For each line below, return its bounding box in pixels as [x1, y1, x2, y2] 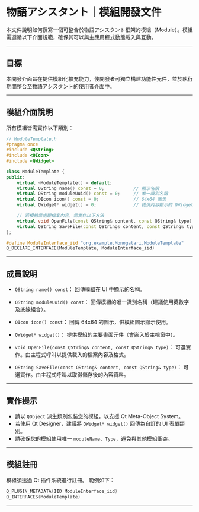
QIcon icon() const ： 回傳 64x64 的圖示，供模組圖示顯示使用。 [14, 318, 172, 325]
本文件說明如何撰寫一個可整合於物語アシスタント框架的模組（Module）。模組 [6, 26, 193, 33]
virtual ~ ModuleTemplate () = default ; [17, 179, 113, 186]
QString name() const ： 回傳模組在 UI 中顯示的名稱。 [14, 286, 145, 293]
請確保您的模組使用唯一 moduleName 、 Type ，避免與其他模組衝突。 [14, 435, 173, 442]
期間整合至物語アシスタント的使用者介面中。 [6, 83, 115, 90]
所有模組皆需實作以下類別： [6, 124, 74, 131]
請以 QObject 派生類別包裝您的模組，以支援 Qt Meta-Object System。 [14, 412, 184, 419]
